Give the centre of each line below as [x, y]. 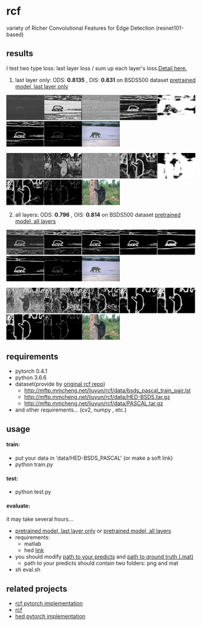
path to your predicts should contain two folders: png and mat [101, 563]
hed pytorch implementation [50, 616]
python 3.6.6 [31, 378]
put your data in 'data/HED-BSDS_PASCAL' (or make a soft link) [94, 458]
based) [15, 34]
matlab [33, 544]
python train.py [34, 464]
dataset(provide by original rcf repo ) [60, 384]
